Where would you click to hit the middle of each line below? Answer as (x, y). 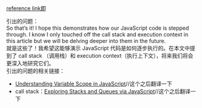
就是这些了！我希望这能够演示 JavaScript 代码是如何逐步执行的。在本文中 (98, 48)
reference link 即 (26, 8)
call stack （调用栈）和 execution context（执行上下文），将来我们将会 (106, 56)
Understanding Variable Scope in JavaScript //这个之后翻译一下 (93, 84)
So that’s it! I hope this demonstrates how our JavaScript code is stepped (98, 28)
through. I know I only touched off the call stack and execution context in (97, 34)
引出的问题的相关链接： (35, 71)
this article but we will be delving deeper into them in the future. (86, 41)
